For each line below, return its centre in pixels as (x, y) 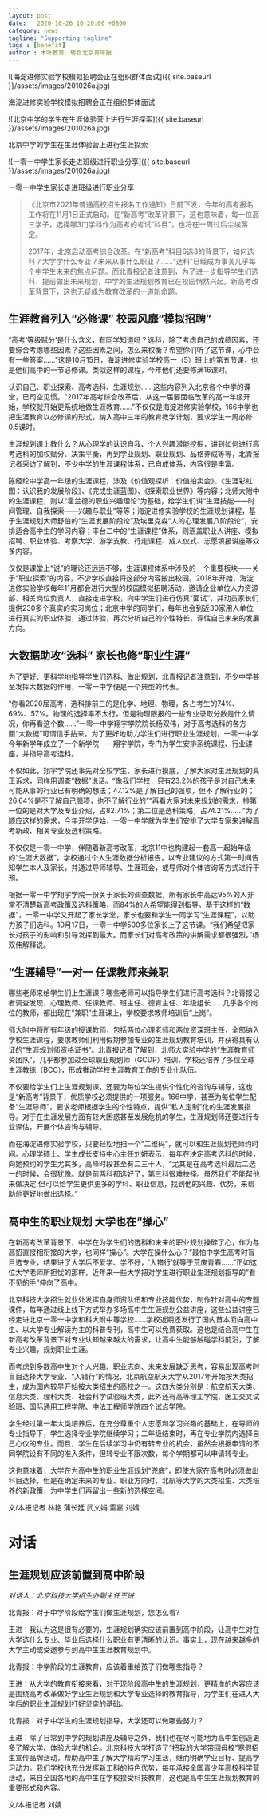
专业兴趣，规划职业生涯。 (50, 1350)
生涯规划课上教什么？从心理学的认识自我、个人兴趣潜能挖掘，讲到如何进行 (130, 443)
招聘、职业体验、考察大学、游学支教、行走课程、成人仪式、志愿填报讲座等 (130, 540)
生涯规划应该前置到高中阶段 (77, 1575)
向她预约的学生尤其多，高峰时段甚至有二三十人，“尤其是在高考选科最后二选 (132, 1164)
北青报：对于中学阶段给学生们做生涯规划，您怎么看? (94, 1613)
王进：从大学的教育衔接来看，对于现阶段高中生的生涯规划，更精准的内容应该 (134, 1684)
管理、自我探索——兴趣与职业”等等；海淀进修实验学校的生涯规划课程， (132, 511)
